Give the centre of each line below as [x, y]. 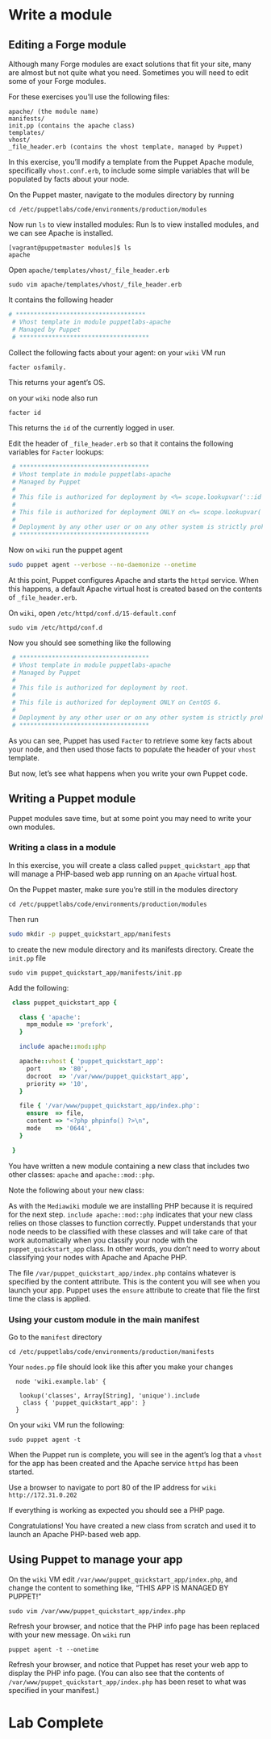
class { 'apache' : [50, 1017]
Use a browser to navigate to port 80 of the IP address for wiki [113, 1488]
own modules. [32, 827]
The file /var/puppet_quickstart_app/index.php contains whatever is [122, 1272]
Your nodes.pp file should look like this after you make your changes [121, 1367]
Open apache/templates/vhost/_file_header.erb [89, 270]
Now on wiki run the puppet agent [66, 550]
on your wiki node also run [53, 398]
